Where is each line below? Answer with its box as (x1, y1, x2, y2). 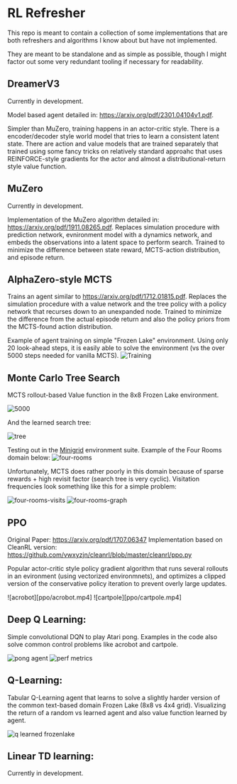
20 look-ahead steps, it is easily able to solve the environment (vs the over (7, 344, 225, 352)
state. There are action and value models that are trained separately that (7, 139, 219, 148)
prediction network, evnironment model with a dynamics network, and (7, 230, 213, 239)
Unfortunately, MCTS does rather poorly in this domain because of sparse (7, 467, 224, 476)
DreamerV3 (7, 78, 60, 90)
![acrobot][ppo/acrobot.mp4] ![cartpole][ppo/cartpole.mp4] (7, 593, 182, 601)
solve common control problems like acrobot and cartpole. (7, 640, 179, 648)
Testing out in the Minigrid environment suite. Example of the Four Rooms (7, 446, 222, 454)
